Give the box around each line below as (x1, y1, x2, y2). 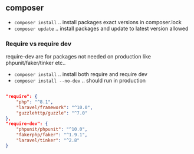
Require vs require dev (5, 40, 72, 48)
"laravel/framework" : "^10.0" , (16, 104, 93, 110)
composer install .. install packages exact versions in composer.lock (14, 18, 182, 25)
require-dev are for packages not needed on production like (5, 53, 152, 60)
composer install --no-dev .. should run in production (14, 77, 146, 84)
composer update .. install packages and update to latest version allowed (14, 25, 189, 32)
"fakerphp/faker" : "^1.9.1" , (16, 132, 88, 138)
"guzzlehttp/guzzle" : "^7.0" (16, 110, 88, 116)
